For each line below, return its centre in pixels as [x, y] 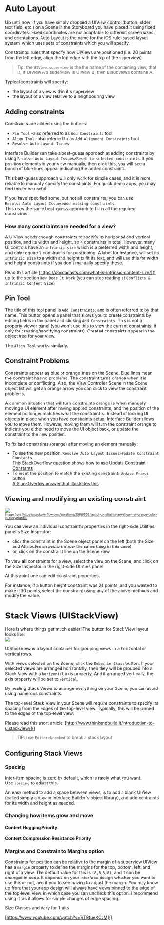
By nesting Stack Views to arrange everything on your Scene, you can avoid [82, 688]
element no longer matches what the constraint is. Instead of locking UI [77, 413]
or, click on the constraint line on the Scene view [61, 552]
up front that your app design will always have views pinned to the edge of [80, 888]
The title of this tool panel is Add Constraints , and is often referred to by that [82, 310]
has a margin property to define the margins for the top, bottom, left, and [78, 867]
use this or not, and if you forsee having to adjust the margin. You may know [82, 882]
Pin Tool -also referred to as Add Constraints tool [62, 133]
